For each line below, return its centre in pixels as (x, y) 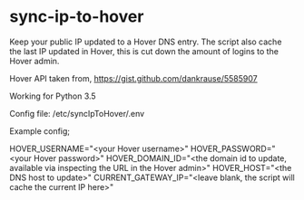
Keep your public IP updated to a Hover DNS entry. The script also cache (146, 42)
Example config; (40, 131)
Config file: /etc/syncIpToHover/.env (77, 113)
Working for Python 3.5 (53, 96)
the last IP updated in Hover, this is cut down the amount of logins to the (144, 51)
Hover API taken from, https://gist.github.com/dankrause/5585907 (133, 78)
